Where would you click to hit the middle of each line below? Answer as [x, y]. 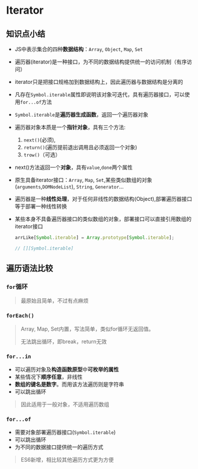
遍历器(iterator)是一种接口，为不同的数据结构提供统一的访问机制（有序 [101, 62]
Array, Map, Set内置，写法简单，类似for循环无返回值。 [87, 329]
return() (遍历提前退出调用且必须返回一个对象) [80, 147]
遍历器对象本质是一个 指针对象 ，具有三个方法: [70, 127]
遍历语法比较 [30, 268]
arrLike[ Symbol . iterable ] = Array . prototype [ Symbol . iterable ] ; [95, 238]
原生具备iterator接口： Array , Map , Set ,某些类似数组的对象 [83, 180]
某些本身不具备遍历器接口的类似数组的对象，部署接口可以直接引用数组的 [103, 219]
